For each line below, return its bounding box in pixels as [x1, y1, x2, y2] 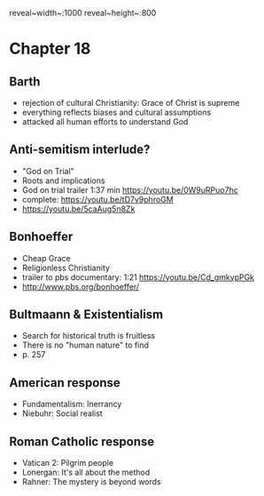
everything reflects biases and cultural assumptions [21, 107, 212, 117]
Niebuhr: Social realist [21, 408, 104, 419]
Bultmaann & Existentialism [9, 307, 164, 323]
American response [9, 375, 121, 390]
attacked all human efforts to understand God [21, 116, 189, 127]
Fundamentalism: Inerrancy [21, 399, 122, 410]
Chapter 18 [9, 39, 91, 59]
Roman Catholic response [9, 434, 155, 449]
